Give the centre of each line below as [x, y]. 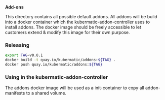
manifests [15, 93]
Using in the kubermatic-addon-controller [57, 77]
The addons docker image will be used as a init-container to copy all [75, 88]
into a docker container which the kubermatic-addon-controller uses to [78, 22]
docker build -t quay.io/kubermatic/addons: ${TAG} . [61, 60]
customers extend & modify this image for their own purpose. [67, 32]
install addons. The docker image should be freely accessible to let [73, 27]
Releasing [17, 45]
